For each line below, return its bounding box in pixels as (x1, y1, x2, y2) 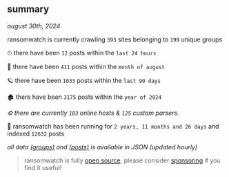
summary (7, 3, 50, 15)
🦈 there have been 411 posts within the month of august (7, 62, 166, 71)
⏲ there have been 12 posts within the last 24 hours (7, 48, 157, 57)
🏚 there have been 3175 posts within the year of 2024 (7, 93, 162, 101)
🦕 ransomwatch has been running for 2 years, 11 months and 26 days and (7, 122, 219, 130)
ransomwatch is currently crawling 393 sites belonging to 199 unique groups (7, 35, 223, 44)
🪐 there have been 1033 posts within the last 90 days (7, 76, 161, 84)
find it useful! (23, 163, 62, 171)
